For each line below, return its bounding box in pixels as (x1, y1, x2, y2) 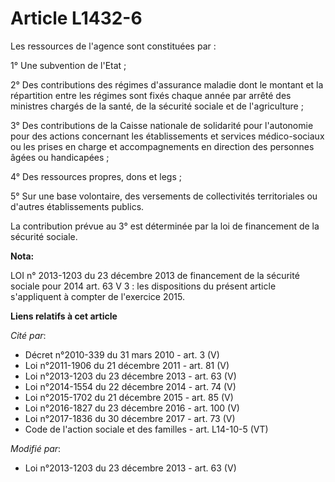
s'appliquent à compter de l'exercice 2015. (10, 290, 185, 302)
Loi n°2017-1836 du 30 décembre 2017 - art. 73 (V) (24, 412, 236, 424)
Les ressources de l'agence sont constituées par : (10, 40, 217, 52)
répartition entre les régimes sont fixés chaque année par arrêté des (10, 89, 292, 101)
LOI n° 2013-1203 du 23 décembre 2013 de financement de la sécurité (10, 269, 300, 281)
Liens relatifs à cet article (10, 310, 118, 322)
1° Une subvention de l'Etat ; (10, 59, 127, 71)
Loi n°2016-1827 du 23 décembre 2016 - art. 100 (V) (24, 402, 240, 414)
